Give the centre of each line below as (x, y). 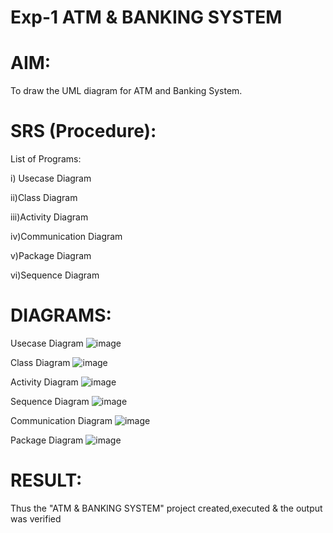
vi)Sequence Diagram (55, 275)
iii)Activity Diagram (49, 217)
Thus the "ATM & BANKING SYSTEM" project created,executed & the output (166, 508)
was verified (36, 518)
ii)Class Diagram (44, 198)
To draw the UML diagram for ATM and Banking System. (126, 91)
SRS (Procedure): (83, 131)
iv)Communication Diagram (66, 237)
